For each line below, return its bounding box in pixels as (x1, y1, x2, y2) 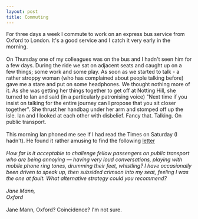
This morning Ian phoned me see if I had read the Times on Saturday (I (6, 130, 178, 138)
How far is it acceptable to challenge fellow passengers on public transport (6, 149, 190, 156)
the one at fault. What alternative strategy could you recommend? (6, 175, 167, 182)
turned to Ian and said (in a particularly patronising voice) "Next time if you (6, 93, 187, 100)
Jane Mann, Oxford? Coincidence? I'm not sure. (6, 206, 122, 213)
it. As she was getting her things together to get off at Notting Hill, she (6, 87, 176, 94)
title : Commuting (6, 14, 49, 20)
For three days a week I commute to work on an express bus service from (6, 30, 185, 37)
